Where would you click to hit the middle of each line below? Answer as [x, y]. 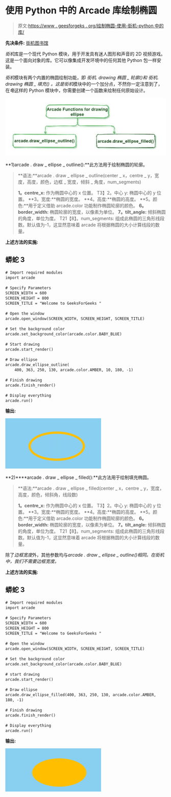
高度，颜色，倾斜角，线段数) [48, 494]
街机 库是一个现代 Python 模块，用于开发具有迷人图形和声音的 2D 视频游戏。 [85, 54]
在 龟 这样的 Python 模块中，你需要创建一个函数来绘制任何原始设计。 [77, 90]
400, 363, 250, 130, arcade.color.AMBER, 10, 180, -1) [74, 370]
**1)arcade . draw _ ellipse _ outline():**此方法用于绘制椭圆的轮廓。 [77, 164]
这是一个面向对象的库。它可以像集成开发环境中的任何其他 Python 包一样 [81, 60]
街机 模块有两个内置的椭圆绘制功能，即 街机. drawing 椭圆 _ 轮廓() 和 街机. [82, 77]
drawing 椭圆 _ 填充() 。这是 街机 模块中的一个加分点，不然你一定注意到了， [84, 84]
